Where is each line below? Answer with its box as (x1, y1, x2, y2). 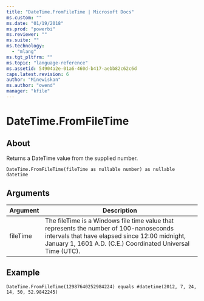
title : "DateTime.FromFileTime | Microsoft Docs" (6, 9, 135, 15)
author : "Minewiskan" (6, 77, 61, 83)
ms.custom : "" (6, 15, 42, 21)
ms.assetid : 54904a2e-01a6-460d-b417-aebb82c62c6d (6, 65, 137, 72)
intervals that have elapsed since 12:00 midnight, (45, 232, 186, 240)
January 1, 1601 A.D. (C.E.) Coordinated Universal (45, 239, 190, 247)
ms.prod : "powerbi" (6, 26, 56, 32)
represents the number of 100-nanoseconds (45, 224, 174, 232)
